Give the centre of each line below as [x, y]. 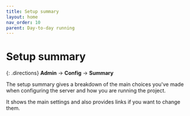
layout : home [22, 17]
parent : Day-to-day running [41, 28]
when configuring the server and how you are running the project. [86, 91]
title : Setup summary [33, 11]
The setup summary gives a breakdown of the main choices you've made [95, 84]
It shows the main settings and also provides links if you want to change [93, 102]
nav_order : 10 [24, 22]
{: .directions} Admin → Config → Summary [60, 73]
